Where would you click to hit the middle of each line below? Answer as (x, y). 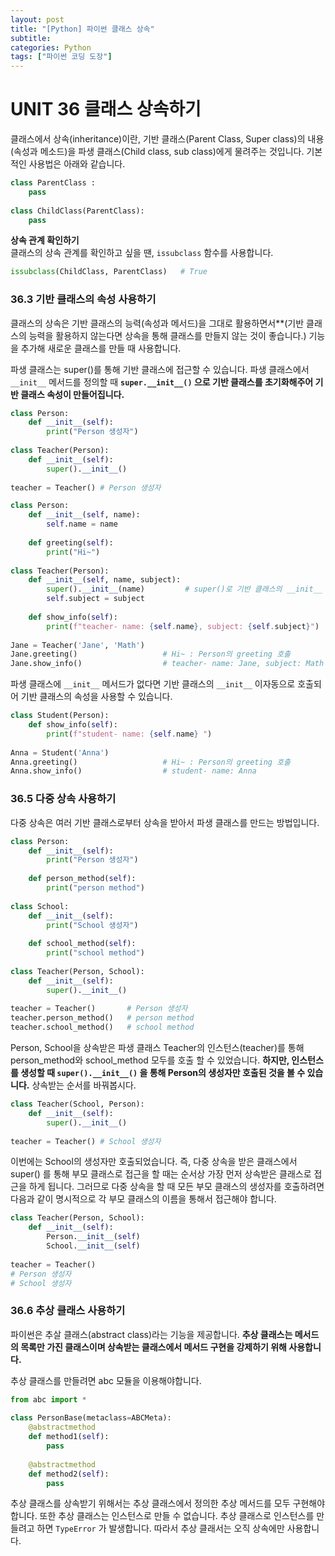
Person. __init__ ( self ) (93, 1237)
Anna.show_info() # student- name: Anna (133, 771)
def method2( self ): (69, 1474)
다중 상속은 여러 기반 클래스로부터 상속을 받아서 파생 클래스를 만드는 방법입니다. (165, 822)
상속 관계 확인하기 (45, 240)
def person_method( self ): (82, 879)
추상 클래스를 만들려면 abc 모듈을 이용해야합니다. (106, 1380)
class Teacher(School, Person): (77, 1104)
